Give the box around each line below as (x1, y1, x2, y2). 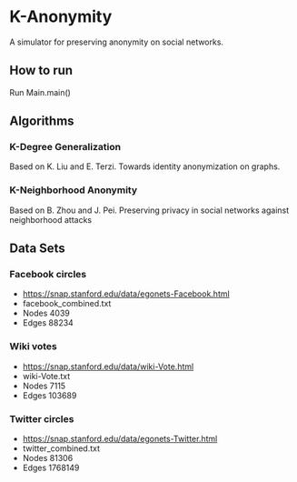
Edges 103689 (22, 389, 77, 401)
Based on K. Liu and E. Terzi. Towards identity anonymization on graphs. (9, 161, 281, 172)
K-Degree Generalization (9, 141, 121, 154)
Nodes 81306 (22, 453, 74, 464)
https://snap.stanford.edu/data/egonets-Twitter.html (22, 434, 218, 445)
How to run (9, 63, 74, 78)
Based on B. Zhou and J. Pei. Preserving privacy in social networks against (9, 205, 290, 216)
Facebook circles (9, 268, 87, 281)
